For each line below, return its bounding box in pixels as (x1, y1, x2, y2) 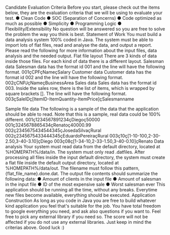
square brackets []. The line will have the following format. (5, 91, 127, 96)
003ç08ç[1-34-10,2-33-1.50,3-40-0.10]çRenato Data (54, 138, 164, 144)
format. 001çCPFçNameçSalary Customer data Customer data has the (5, 69, 152, 75)
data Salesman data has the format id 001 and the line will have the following (5, 63, 165, 70)
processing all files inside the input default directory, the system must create (5, 154, 165, 160)
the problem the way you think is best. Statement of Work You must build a (5, 31, 161, 37)
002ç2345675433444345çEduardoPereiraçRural (5, 133, 109, 139)
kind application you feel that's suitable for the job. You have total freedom (5, 203, 161, 209)
